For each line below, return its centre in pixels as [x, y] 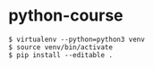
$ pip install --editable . [61, 55]
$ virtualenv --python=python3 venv [77, 39]
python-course [66, 16]
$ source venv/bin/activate [61, 47]
